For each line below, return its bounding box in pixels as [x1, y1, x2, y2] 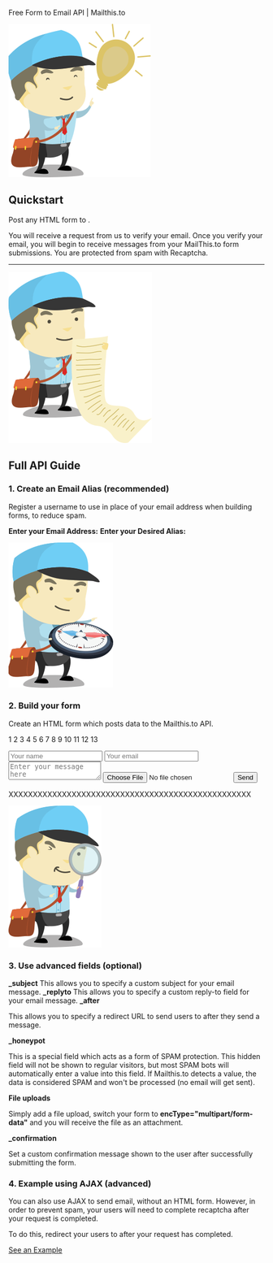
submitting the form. [8, 1158, 77, 1168]
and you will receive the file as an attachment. [29, 1118, 184, 1127]
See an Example [8, 1245, 63, 1255]
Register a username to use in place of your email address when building [8, 501, 253, 511]
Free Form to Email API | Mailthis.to [8, 8, 126, 17]
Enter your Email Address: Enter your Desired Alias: [8, 526, 186, 536]
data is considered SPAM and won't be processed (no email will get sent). [8, 1078, 256, 1087]
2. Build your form [8, 700, 81, 711]
